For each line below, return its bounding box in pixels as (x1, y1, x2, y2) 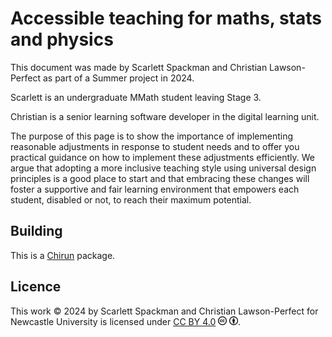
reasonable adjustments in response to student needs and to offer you (10, 140, 300, 152)
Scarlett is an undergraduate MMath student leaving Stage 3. (10, 91, 262, 103)
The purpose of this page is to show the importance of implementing (10, 130, 294, 142)
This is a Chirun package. (10, 249, 116, 261)
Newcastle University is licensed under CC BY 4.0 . (10, 315, 242, 327)
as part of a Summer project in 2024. (42, 72, 195, 84)
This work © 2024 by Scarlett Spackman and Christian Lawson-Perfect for (10, 305, 319, 317)
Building (10, 223, 63, 240)
